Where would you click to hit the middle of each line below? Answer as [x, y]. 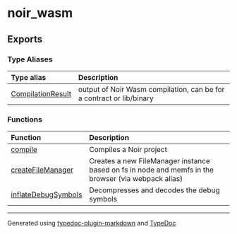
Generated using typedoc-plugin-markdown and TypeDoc [92, 223]
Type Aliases [30, 59]
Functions [25, 119]
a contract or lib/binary [116, 98]
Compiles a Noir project [128, 150]
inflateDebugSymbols [47, 194]
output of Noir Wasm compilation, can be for [151, 89]
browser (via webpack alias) [136, 179]
